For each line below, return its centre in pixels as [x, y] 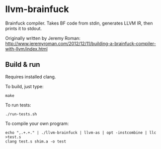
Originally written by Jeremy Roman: [43, 38]
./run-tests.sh [21, 114]
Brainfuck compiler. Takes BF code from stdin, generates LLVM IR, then [79, 23]
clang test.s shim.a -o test [36, 141]
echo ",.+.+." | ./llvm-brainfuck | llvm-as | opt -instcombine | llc [81, 132]
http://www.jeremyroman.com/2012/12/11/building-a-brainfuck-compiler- [80, 43]
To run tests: [18, 105]
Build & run [23, 64]
